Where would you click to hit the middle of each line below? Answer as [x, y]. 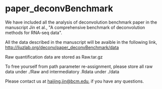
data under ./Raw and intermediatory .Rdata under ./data [62, 71]
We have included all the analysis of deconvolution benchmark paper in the [81, 22]
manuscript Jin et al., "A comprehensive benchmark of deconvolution [75, 27]
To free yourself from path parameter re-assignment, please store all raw [79, 66]
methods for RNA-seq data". [34, 32]
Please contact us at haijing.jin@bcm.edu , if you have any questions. [74, 81]
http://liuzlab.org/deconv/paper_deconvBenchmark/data [62, 47]
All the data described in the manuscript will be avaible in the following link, [81, 42]
